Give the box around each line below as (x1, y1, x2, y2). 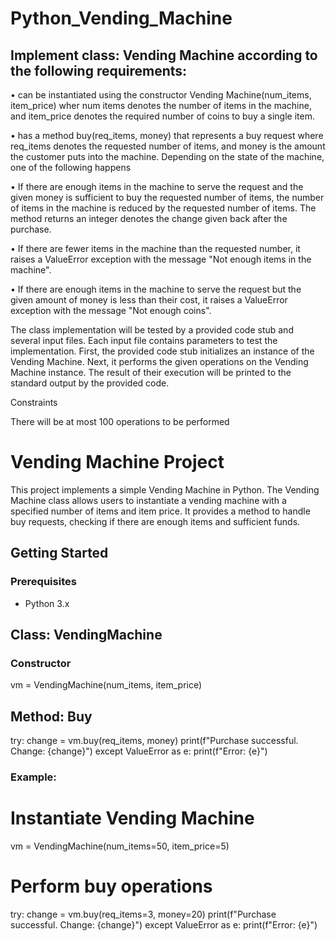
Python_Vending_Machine (10, 7, 233, 30)
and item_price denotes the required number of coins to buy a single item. (10, 110, 315, 122)
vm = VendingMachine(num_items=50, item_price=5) (10, 840, 230, 852)
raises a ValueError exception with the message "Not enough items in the (10, 253, 312, 265)
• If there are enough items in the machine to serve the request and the (10, 181, 304, 192)
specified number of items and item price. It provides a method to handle (10, 505, 311, 517)
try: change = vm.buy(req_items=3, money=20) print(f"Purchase (10, 908, 277, 920)
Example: (10, 770, 57, 784)
